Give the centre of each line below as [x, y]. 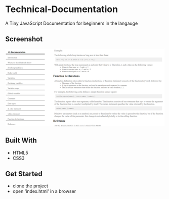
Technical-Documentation [61, 9]
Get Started [24, 174]
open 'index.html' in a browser [44, 191]
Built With [21, 141]
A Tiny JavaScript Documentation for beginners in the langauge [72, 23]
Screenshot [24, 39]
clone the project [30, 186]
